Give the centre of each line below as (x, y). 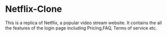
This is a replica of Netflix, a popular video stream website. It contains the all (83, 23)
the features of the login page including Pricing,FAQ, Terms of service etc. (81, 28)
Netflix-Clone (34, 9)
